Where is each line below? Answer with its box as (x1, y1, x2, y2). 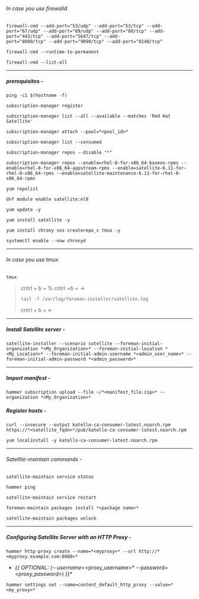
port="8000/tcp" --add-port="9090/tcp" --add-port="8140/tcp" (6, 39, 163, 45)
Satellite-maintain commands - (6, 455, 82, 462)
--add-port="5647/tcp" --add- (46, 33, 120, 40)
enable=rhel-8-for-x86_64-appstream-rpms (6, 165, 110, 172)
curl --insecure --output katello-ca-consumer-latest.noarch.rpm (6, 422, 171, 428)
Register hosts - (6, 407, 46, 414)
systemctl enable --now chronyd (6, 238, 86, 244)
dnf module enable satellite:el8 (6, 197, 89, 202)
